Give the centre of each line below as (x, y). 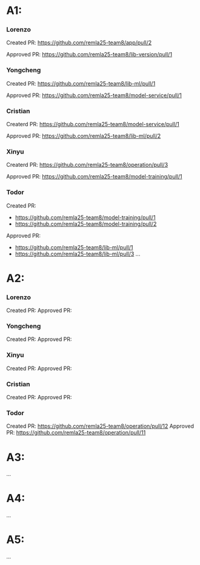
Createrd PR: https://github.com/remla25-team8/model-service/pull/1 (93, 124)
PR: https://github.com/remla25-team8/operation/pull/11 (76, 433)
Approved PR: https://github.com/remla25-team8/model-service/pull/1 (94, 95)
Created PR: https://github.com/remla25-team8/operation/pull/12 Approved (100, 426)
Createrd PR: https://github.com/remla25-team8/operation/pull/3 (87, 165)
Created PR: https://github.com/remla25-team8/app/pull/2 (79, 42)
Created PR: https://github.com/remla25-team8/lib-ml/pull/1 (81, 83)
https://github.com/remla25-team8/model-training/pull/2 (86, 224)
